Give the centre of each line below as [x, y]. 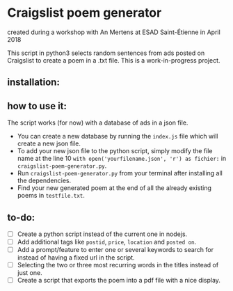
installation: [34, 82]
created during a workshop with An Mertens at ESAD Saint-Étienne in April [114, 32]
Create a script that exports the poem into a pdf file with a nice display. [119, 281]
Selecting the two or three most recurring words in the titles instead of [118, 265]
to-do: [21, 217]
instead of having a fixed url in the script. [76, 258]
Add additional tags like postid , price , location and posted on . [107, 242]
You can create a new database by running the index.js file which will [118, 136]
